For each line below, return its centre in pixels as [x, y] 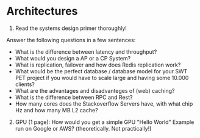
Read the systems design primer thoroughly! [71, 28]
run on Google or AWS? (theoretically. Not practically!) [83, 128]
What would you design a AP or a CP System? [73, 58]
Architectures [42, 11]
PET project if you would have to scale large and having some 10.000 [102, 78]
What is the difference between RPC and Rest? [74, 97]
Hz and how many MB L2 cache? [57, 110]
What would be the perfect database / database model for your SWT [101, 71]
